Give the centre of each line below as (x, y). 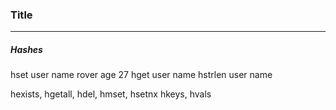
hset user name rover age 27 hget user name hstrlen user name (141, 75)
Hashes (26, 49)
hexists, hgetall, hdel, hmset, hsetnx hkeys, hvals (111, 94)
